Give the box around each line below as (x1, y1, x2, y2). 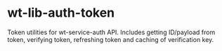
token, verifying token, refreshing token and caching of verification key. (7, 35, 214, 43)
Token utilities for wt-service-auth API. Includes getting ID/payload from (7, 28, 216, 36)
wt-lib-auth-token (7, 5, 115, 21)
